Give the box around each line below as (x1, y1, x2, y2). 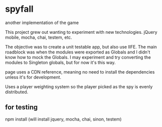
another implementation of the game (5, 20, 79, 25)
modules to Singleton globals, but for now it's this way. (5, 59, 116, 65)
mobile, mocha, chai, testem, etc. (5, 34, 72, 40)
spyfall (5, 3, 34, 15)
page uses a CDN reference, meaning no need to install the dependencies (5, 69, 155, 75)
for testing (5, 103, 38, 111)
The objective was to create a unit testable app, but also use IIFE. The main (5, 44, 157, 50)
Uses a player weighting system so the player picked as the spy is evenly (5, 83, 153, 89)
